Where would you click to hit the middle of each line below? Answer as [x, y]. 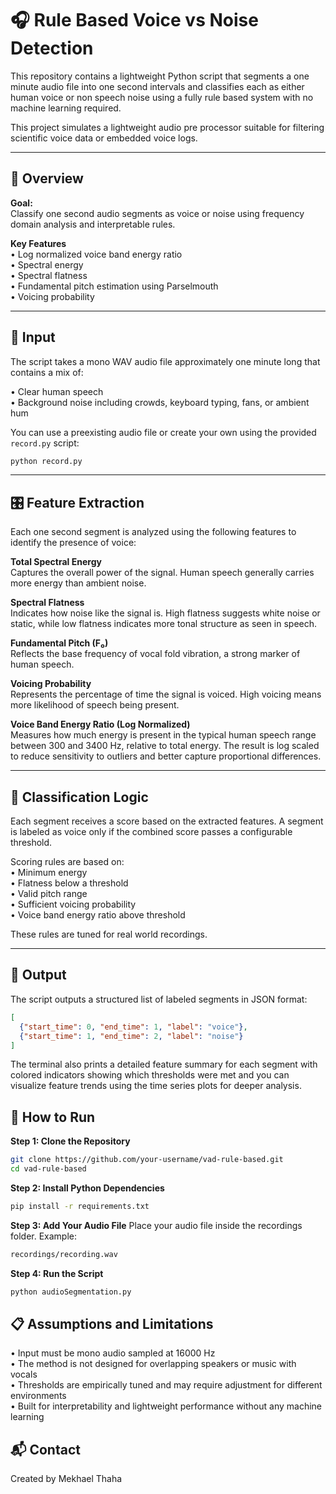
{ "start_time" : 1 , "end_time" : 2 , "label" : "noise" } [131, 1036]
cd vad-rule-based [48, 1169]
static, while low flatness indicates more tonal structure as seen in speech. [164, 624]
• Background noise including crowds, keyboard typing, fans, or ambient [160, 402]
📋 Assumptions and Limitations [112, 1323]
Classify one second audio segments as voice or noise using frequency [157, 213]
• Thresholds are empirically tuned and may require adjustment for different [166, 1385]
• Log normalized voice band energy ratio [96, 254]
